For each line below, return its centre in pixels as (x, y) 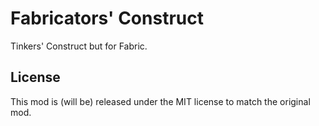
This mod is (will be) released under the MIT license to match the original (160, 101)
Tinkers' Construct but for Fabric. (79, 46)
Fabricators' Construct (107, 18)
